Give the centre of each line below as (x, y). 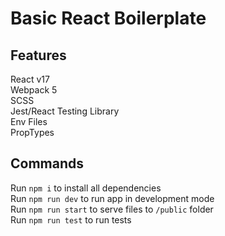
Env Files (29, 121)
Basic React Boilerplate (108, 18)
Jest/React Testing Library (65, 111)
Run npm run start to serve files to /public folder (112, 209)
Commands (47, 163)
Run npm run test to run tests (71, 219)
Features (38, 55)
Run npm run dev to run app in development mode (112, 198)
